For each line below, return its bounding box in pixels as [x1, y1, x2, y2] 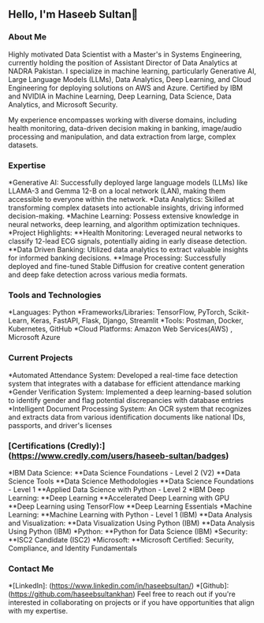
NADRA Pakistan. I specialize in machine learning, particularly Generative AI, [8, 66, 257, 76]
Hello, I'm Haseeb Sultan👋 [8, 8, 139, 21]
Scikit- [228, 308, 250, 317]
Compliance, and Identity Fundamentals [8, 543, 138, 553]
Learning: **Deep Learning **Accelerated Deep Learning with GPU [8, 493, 230, 502]
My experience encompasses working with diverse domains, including [8, 115, 237, 125]
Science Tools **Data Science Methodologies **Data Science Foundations [8, 476, 255, 486]
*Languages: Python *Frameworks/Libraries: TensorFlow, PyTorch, [8, 308, 227, 317]
